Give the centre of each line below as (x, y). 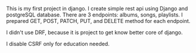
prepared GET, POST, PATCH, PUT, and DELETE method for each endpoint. (98, 21)
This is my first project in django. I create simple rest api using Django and (97, 9)
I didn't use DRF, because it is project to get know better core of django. (94, 32)
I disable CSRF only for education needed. (58, 44)
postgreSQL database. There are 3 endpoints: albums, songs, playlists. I (94, 15)
